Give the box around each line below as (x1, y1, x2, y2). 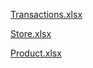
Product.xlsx (10, 47, 62, 59)
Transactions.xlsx (10, 9, 83, 20)
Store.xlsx (10, 28, 52, 39)
